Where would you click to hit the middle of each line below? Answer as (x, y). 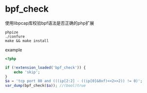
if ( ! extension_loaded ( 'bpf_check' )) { (46, 67)
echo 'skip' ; (27, 72)
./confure (15, 37)
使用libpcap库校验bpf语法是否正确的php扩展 (50, 23)
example (14, 50)
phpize (12, 32)
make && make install (27, 41)
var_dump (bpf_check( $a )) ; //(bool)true (46, 86)
